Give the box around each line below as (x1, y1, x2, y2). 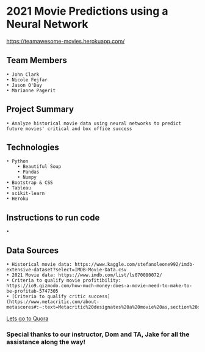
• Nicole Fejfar (6, 76, 48, 83)
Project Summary (6, 104, 74, 114)
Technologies (6, 142, 60, 152)
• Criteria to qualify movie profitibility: (6, 277, 121, 284)
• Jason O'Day (6, 82, 43, 88)
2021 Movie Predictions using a (6, 4, 169, 18)
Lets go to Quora (6, 315, 49, 322)
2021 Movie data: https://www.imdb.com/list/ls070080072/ (12, 272, 163, 278)
